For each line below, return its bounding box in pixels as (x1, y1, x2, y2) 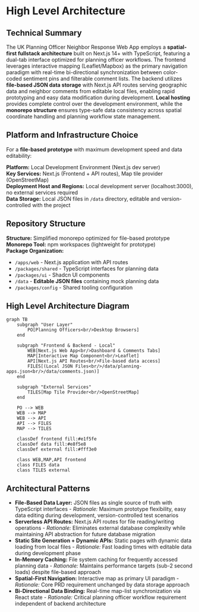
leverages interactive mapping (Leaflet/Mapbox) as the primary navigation (6, 62, 188, 69)
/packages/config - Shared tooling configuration (14, 284, 133, 291)
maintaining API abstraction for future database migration (14, 531, 156, 538)
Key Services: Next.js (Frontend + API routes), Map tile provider (6, 170, 163, 177)
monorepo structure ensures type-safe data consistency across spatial (6, 107, 182, 113)
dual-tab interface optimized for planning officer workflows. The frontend (6, 56, 186, 63)
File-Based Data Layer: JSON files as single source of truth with (14, 499, 172, 506)
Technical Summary (6, 28, 82, 38)
